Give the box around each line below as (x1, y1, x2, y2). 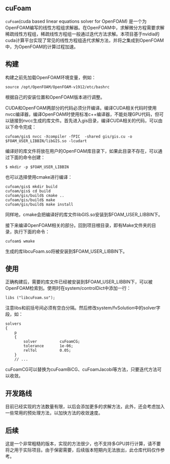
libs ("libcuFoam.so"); (5, 295, 56, 301)
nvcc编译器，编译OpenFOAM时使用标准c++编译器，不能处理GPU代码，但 (5, 111, 159, 117)
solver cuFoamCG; (23, 339, 80, 344)
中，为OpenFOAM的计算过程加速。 (5, 43, 78, 50)
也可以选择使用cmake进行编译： (5, 174, 72, 180)
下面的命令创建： (9, 154, 46, 160)
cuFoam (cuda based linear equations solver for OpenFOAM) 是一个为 (5, 18, 147, 24)
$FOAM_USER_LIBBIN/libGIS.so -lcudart (5, 138, 87, 144)
